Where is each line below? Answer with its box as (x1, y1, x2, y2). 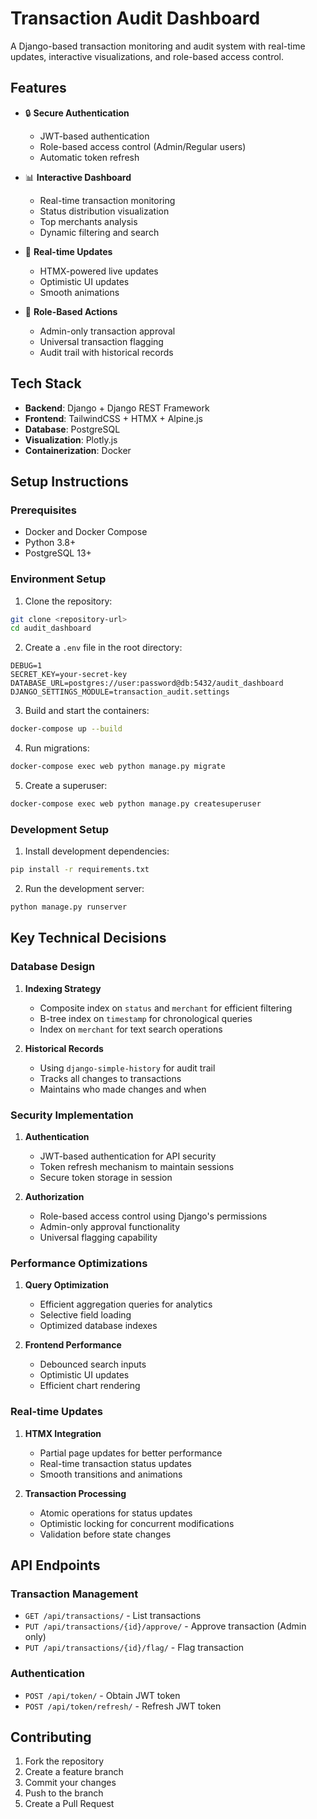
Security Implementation (10, 1108, 134, 1122)
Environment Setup (10, 572, 107, 586)
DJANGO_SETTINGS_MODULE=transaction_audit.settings (10, 687, 230, 697)
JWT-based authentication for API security (39, 1150, 217, 1162)
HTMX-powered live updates (39, 265, 159, 277)
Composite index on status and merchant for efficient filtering (39, 1002, 293, 1014)
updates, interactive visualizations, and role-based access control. (10, 50, 285, 62)
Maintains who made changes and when (39, 1083, 207, 1095)
